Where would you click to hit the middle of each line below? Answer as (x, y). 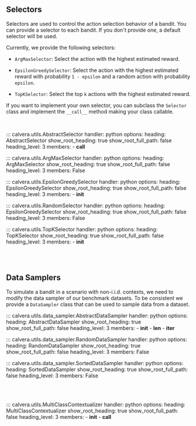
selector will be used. (32, 36)
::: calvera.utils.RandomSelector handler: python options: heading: (86, 205)
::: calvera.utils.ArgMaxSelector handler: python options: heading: (85, 158)
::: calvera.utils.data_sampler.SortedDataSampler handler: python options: (95, 363)
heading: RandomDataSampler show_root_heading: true (73, 345)
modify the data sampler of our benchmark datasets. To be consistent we (94, 298)
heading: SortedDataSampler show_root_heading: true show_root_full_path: (97, 369)
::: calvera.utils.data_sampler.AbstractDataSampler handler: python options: (97, 315)
